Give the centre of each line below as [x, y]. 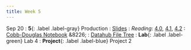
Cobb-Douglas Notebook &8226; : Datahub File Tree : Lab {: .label [86, 34]
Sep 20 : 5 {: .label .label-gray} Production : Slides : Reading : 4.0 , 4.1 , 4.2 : [96, 28]
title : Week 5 [24, 11]
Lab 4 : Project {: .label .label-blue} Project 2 [78, 41]
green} [15, 41]
